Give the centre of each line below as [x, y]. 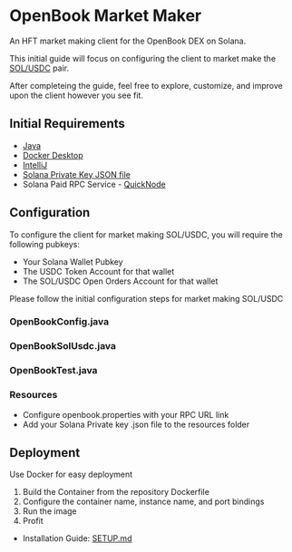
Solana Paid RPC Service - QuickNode [94, 184]
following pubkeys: [44, 244]
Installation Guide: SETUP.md [77, 538]
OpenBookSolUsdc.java [63, 346]
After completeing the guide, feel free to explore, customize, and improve [146, 85]
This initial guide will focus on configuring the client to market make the [143, 58]
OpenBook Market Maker [106, 16]
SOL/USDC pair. [39, 68]
